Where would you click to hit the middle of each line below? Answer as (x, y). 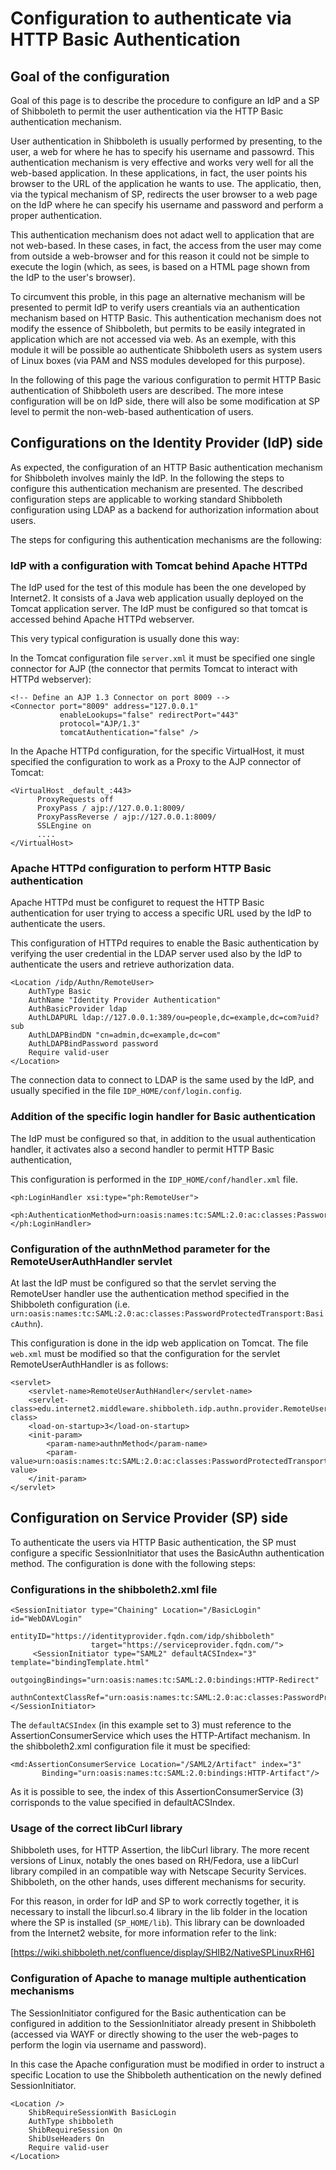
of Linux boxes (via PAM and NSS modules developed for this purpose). (158, 360)
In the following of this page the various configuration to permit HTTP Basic (166, 380)
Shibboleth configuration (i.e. (70, 1304)
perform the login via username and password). (108, 2044)
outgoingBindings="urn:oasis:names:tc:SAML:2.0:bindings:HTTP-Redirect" (165, 1680)
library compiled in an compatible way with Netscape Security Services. (158, 1871)
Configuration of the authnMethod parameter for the (140, 1249)
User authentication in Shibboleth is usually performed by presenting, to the (166, 141)
